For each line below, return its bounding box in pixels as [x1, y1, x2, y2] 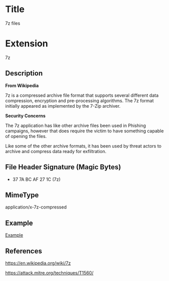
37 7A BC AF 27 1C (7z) [12, 176, 61, 182]
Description [5, 69, 43, 78]
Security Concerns [5, 112, 46, 119]
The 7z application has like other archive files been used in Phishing [5, 122, 146, 128]
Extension [5, 38, 48, 49]
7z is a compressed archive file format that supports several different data [5, 92, 159, 98]
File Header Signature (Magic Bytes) [5, 163, 121, 172]
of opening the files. [5, 133, 47, 139]
